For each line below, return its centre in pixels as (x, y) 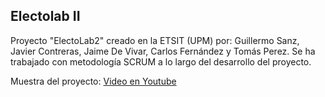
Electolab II (45, 16)
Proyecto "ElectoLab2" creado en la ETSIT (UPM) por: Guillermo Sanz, (155, 40)
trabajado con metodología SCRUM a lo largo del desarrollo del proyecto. (161, 61)
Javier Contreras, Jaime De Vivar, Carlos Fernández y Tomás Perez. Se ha (163, 51)
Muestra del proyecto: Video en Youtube (93, 81)
